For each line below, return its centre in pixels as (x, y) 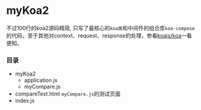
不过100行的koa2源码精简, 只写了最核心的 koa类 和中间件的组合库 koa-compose (100, 28)
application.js (41, 80)
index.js (25, 101)
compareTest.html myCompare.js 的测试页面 (68, 94)
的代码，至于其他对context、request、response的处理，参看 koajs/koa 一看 (99, 35)
